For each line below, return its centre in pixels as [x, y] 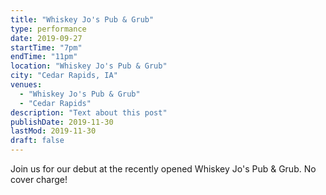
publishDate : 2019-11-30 [62, 122]
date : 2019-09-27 [46, 38]
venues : [26, 85]
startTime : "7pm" [46, 47]
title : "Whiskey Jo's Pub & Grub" [82, 19]
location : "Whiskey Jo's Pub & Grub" [89, 66]
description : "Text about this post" [89, 112]
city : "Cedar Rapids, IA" [64, 76]
